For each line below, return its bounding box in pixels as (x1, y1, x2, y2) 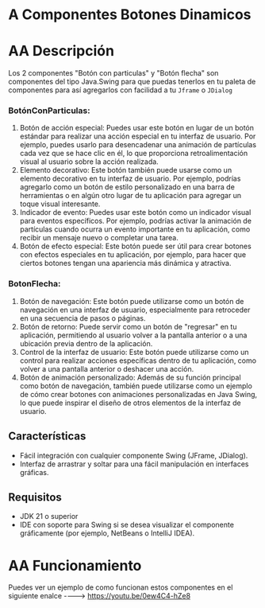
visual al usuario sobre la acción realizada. (19, 157, 159, 166)
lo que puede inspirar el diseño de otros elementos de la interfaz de (19, 398, 241, 407)
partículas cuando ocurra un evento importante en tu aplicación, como (19, 224, 251, 234)
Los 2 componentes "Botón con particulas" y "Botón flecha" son (8, 68, 219, 78)
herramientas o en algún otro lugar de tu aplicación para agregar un (19, 191, 242, 201)
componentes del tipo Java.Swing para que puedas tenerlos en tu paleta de (8, 77, 256, 87)
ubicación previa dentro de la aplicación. (19, 338, 153, 348)
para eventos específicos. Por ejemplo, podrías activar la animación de (19, 216, 252, 226)
